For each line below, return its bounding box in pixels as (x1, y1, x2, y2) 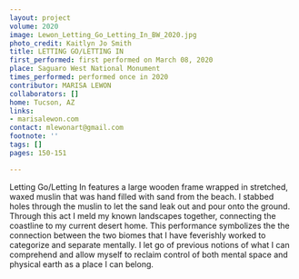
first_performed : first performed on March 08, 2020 (9, 55, 214, 65)
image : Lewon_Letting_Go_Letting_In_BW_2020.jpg (9, 30, 197, 39)
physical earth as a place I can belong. (9, 258, 154, 269)
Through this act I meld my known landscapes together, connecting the (9, 210, 276, 221)
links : (9, 106, 35, 115)
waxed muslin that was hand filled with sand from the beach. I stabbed (9, 191, 274, 202)
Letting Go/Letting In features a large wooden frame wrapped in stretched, (9, 181, 289, 192)
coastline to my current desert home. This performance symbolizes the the (9, 220, 290, 231)
